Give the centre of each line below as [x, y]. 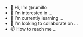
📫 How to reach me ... [33, 29]
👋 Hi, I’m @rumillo [28, 8]
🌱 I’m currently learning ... [37, 18]
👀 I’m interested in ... [31, 13]
